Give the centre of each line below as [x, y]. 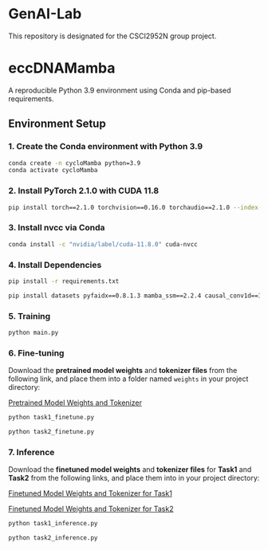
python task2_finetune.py [51, 432]
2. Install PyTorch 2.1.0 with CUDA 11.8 [84, 191]
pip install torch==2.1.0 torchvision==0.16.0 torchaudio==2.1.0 [119, 207]
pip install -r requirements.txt [64, 281]
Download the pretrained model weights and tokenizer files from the [123, 371]
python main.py [33, 332]
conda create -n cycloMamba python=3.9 [75, 163]
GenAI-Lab [45, 14]
